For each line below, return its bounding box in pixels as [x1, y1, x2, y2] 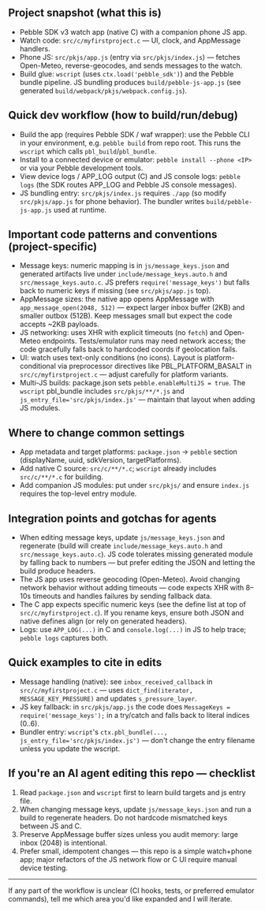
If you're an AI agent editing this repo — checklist [8, 767, 256, 780]
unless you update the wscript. [19, 744, 121, 753]
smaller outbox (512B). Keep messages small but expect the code [19, 311, 233, 321]
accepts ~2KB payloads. [19, 319, 100, 329]
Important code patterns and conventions [8, 228, 218, 241]
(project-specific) [8, 240, 97, 254]
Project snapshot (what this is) [8, 6, 162, 20]
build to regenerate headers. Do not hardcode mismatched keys [19, 812, 228, 822]
